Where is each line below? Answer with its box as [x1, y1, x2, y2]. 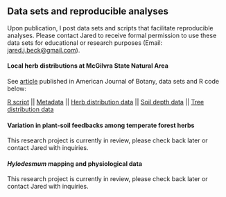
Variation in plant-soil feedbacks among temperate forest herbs [7, 121, 195, 129]
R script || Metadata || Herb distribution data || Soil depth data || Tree [7, 98, 205, 106]
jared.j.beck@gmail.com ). [7, 46, 80, 54]
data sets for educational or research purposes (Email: [7, 38, 163, 47]
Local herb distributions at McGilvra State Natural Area [7, 62, 168, 70]
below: [7, 84, 26, 93]
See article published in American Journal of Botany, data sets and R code [7, 77, 220, 86]
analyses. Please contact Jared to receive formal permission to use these [7, 31, 217, 39]
